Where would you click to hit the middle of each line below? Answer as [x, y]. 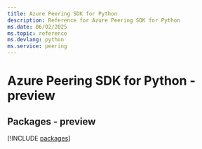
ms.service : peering [38, 46]
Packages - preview [52, 121]
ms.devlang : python [36, 40]
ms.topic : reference [38, 33]
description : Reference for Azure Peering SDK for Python [94, 20]
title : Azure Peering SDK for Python [62, 14]
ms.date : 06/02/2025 [38, 27]
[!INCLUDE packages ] [39, 138]
